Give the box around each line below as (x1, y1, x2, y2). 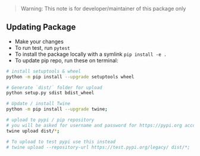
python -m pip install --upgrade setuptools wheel (6, 74, 135, 79)
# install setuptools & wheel (6, 68, 82, 74)
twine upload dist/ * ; (6, 128, 60, 134)
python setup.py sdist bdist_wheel (6, 90, 95, 96)
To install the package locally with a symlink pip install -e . (14, 50, 167, 58)
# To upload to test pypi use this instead (6, 139, 116, 145)
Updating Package (6, 22, 76, 32)
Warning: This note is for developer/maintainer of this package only (20, 5, 186, 12)
